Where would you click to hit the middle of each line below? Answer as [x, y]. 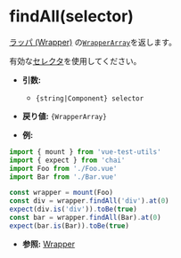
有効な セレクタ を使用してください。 [75, 60]
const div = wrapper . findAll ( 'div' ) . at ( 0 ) [89, 201]
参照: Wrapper [49, 244]
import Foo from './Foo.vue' [63, 168]
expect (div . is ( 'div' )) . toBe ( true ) [74, 210]
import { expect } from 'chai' [67, 160]
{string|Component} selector [90, 98]
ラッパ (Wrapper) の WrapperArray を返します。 [93, 42]
